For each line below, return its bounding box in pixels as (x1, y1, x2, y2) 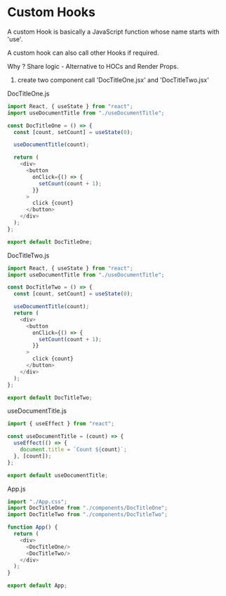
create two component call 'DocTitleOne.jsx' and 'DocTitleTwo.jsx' (17, 75, 209, 84)
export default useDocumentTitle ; (7, 472, 109, 479)
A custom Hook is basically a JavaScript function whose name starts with (7, 27, 220, 36)
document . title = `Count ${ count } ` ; (20, 446, 128, 453)
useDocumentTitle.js (7, 406, 67, 415)
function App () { (7, 524, 58, 531)
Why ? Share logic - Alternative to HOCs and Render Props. (7, 62, 179, 70)
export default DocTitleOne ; (7, 238, 93, 246)
